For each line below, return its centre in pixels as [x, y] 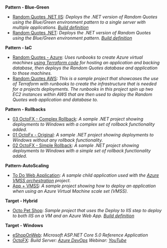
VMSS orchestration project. [42, 181]
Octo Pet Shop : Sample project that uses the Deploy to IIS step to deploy [87, 210]
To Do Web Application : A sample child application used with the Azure [86, 175]
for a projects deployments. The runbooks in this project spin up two [83, 89]
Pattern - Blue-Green [27, 7]
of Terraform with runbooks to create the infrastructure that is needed [84, 84]
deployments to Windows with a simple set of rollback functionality [82, 151]
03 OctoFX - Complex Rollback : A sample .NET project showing [78, 119]
